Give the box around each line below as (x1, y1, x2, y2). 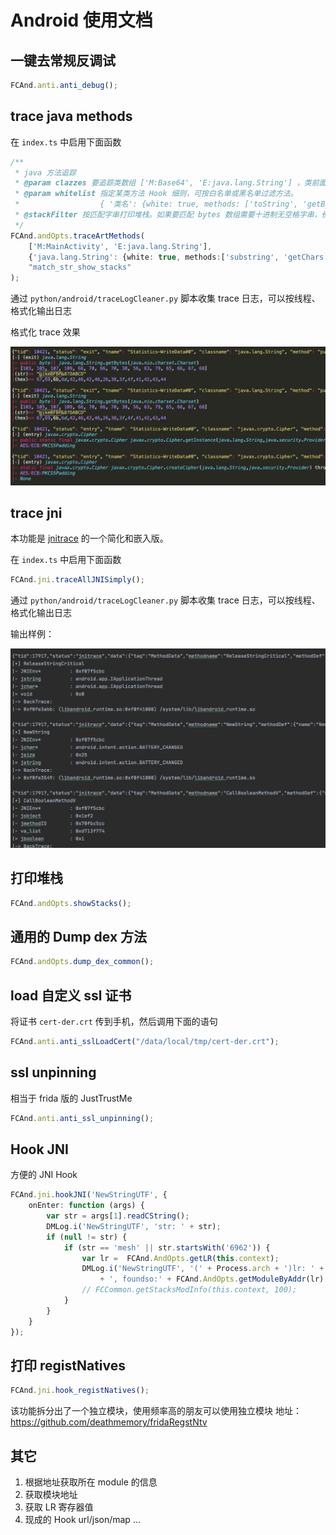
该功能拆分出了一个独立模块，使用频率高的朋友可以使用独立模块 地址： (10, 1405, 302, 1417)
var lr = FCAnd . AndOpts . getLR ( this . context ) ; (81, 1253, 280, 1263)
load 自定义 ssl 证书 (10, 987, 132, 1004)
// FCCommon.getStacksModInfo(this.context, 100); (81, 1285, 298, 1295)
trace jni (10, 505, 63, 522)
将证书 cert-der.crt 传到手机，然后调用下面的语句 (10, 1015, 218, 1027)
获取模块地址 (24, 1489, 78, 1501)
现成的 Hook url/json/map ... (24, 1514, 141, 1526)
